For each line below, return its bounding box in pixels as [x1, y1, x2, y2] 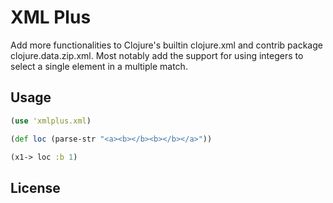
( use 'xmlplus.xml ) [10, 116, 92, 126]
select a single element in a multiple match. [10, 60, 188, 72]
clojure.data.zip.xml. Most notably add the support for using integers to [10, 49, 304, 61]
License [10, 179, 61, 196]
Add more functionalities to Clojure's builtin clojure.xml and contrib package [10, 39, 323, 51]
